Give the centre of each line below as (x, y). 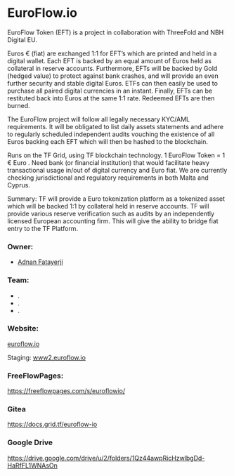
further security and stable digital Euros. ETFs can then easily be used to (112, 83)
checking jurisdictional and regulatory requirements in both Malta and (108, 178)
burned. (19, 105)
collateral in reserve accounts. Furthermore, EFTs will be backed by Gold (112, 68)
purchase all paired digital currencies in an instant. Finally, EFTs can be (110, 91)
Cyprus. (19, 185)
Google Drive (30, 442)
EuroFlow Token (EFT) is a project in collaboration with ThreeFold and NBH (116, 32)
